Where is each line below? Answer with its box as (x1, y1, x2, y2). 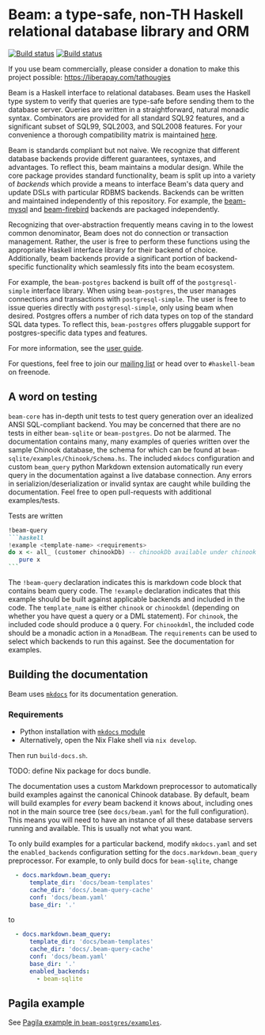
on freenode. (8, 367, 51, 376)
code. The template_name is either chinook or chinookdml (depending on (8, 603, 240, 612)
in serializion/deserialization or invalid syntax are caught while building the (8, 479, 251, 488)
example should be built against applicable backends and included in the (8, 594, 245, 604)
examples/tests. (8, 495, 61, 505)
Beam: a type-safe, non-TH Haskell (8, 6, 244, 24)
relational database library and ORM (8, 22, 250, 40)
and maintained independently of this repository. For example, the (8, 196, 223, 206)
